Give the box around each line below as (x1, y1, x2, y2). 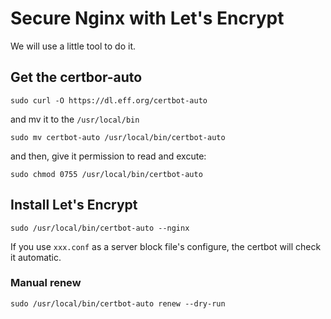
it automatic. (10, 251, 62, 263)
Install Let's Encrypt (10, 197, 138, 214)
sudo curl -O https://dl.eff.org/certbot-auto (10, 95, 208, 106)
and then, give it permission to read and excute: (10, 150, 207, 162)
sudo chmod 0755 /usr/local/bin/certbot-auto (10, 169, 203, 179)
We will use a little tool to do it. (10, 40, 136, 52)
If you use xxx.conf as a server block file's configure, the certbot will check (10, 240, 322, 252)
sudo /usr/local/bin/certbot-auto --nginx (10, 223, 190, 233)
